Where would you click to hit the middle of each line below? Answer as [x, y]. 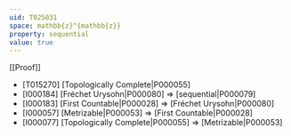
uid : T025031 [33, 17]
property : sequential [49, 34]
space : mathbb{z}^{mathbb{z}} [65, 26]
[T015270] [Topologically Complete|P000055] [106, 84]
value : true [31, 42]
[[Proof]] [25, 68]
